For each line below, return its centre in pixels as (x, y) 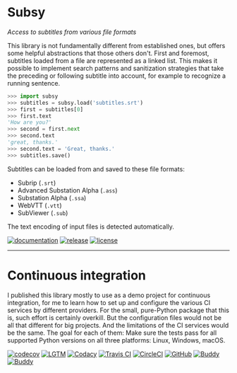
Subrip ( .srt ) (37, 183)
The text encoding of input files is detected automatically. (91, 226)
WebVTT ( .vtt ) (39, 205)
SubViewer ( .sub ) (43, 212)
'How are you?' (30, 122)
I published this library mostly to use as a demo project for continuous (109, 295)
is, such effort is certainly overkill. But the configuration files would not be (115, 317)
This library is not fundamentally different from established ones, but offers (116, 45)
